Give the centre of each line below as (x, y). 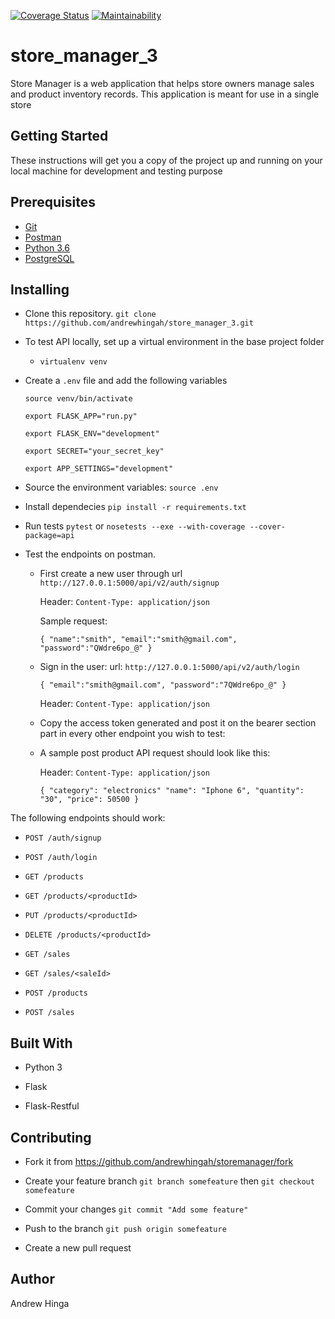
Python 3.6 (47, 247)
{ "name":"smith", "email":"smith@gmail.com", (138, 640)
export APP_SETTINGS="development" (99, 469)
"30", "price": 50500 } (89, 800)
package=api (49, 536)
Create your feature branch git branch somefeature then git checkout (169, 1181)
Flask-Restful (52, 1106)
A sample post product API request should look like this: (155, 753)
